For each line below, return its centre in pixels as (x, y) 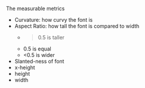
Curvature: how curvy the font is (53, 20)
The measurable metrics (35, 9)
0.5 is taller (51, 37)
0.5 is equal (37, 49)
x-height (25, 67)
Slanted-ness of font (39, 61)
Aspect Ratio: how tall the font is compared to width (77, 26)
